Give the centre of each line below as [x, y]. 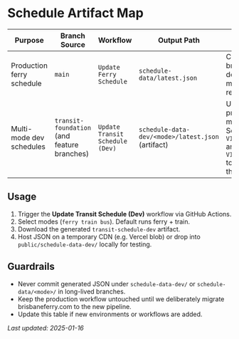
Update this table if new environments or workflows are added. [110, 314]
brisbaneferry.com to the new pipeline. [74, 306]
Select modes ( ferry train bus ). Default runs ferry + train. [104, 221]
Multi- [22, 128]
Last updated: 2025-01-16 [46, 328]
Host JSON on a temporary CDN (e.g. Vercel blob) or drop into [109, 236]
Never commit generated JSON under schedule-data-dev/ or [106, 283]
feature [67, 145]
